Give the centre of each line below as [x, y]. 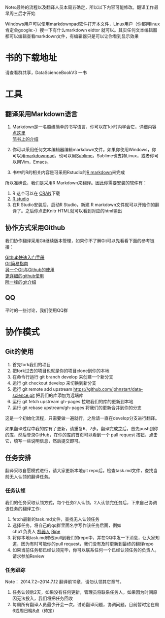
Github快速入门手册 [25, 257]
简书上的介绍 [25, 139]
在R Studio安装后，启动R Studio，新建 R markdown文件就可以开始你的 [83, 205]
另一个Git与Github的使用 [30, 270]
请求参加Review [28, 556]
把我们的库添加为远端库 [60, 395]
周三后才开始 [22, 13]
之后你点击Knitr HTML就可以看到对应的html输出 [74, 210]
